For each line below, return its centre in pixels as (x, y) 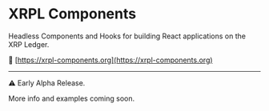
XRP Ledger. (29, 44)
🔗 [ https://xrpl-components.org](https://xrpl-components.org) (111, 60)
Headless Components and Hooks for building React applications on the (127, 36)
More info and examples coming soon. (71, 98)
